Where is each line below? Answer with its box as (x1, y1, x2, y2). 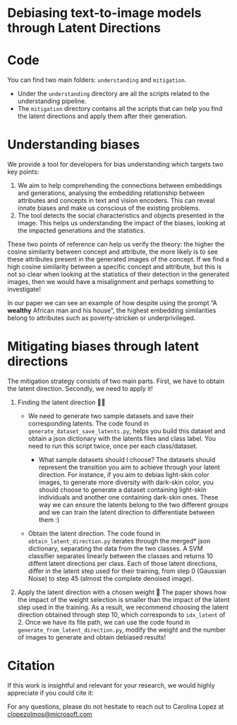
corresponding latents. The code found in (28, 419, 150, 428)
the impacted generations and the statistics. (17, 226, 146, 235)
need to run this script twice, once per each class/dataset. (28, 442, 198, 450)
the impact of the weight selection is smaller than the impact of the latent (17, 596, 230, 603)
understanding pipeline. (17, 97, 87, 105)
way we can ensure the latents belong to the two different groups (38, 500, 229, 509)
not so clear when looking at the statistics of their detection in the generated (7, 270, 229, 278)
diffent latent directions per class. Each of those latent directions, (28, 560, 218, 567)
